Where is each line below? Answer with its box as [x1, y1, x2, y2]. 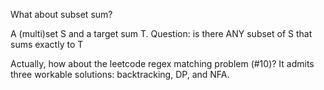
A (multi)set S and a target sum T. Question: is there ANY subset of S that [10, 28, 313, 39]
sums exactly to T [10, 39, 84, 50]
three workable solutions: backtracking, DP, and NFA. [10, 69, 230, 80]
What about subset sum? [10, 9, 113, 20]
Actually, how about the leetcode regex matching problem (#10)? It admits [10, 58, 315, 69]
